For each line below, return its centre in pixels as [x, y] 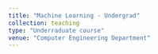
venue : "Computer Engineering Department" [79, 38]
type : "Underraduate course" [56, 30]
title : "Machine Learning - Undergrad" [74, 15]
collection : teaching [44, 23]
